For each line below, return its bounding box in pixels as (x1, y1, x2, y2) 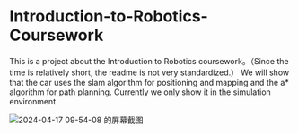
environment (9, 96, 57, 106)
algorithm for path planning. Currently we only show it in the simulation (9, 87, 271, 97)
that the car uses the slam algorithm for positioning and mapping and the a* (9, 77, 289, 87)
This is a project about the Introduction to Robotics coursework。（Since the (9, 55, 289, 66)
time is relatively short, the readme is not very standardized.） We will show (9, 67, 290, 78)
